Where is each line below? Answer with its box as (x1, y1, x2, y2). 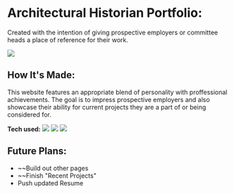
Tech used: (7, 124, 41, 133)
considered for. (7, 110, 51, 119)
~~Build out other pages (17, 164, 89, 172)
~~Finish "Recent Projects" (17, 171, 97, 180)
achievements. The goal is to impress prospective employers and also (7, 95, 210, 103)
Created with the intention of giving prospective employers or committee (7, 28, 218, 37)
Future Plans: (7, 145, 67, 157)
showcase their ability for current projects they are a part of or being (7, 103, 207, 111)
